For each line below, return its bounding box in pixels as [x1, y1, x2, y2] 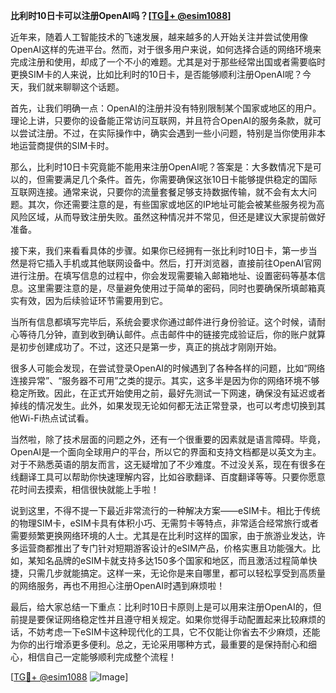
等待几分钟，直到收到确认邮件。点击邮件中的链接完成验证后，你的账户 [18, 329, 308, 340]
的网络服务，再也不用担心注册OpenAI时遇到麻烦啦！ [10, 580, 226, 591]
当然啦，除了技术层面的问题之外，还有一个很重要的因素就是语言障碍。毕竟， [10, 434, 326, 445]
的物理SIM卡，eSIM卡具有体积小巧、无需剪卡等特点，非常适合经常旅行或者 [10, 517, 319, 529]
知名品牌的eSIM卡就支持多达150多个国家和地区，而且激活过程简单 [36, 555, 309, 566]
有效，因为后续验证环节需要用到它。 [18, 295, 168, 306]
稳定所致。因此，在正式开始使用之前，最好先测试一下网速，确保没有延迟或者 [10, 387, 326, 399]
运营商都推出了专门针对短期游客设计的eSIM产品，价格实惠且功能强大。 [18, 542, 312, 554]
